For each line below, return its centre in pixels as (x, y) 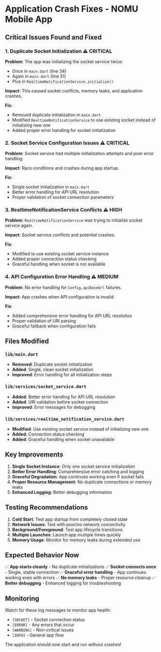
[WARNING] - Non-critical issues (43, 630)
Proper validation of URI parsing (44, 321)
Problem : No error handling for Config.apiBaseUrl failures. (64, 287)
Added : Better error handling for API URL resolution (64, 397)
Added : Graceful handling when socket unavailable (63, 440)
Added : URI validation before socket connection (60, 402)
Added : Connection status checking (48, 434)
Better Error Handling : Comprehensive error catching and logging (78, 471)
